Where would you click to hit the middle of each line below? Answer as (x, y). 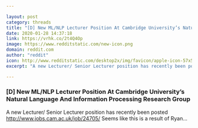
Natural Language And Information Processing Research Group (98, 99)
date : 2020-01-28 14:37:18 (39, 33)
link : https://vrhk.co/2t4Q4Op (44, 39)
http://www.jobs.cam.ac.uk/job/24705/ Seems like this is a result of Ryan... (97, 118)
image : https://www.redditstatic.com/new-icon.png (70, 44)
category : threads (29, 22)
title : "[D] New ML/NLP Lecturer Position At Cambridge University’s (93, 28)
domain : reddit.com (30, 50)
